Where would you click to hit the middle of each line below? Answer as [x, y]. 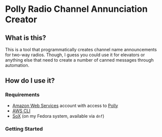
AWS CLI [21, 111]
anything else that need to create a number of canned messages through [80, 60]
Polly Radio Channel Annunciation [77, 9]
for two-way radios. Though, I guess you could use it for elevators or [75, 55]
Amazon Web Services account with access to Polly [65, 105]
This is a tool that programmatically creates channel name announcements [81, 50]
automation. [17, 65]
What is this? [26, 38]
